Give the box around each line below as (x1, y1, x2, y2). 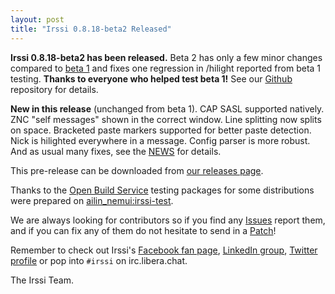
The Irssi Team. (10, 274, 74, 286)
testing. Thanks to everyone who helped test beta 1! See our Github (10, 72, 293, 85)
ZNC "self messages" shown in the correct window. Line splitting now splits (10, 113, 322, 125)
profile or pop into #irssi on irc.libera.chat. (10, 254, 188, 266)
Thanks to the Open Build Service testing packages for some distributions (10, 184, 315, 196)
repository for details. (10, 83, 99, 95)
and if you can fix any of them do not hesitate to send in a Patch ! (10, 224, 277, 236)
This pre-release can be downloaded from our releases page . (10, 164, 264, 176)
